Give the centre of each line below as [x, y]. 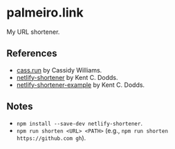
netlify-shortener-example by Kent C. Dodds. [81, 85]
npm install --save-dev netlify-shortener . [80, 123]
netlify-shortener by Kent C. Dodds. [67, 77]
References [32, 53]
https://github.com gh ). [51, 138]
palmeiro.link [45, 13]
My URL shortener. [33, 32]
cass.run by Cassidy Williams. [59, 70]
